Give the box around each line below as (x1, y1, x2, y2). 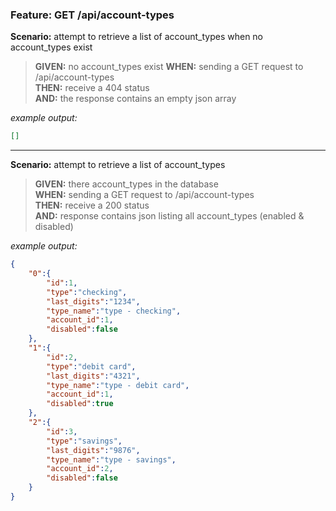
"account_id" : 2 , (46, 464, 114, 474)
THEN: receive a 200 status (34, 199, 150, 212)
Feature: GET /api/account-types (10, 8, 175, 22)
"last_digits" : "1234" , (46, 296, 141, 307)
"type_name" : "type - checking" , (46, 306, 182, 316)
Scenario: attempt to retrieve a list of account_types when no (10, 31, 264, 43)
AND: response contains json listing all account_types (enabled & (34, 210, 305, 222)
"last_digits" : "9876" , (46, 445, 141, 455)
